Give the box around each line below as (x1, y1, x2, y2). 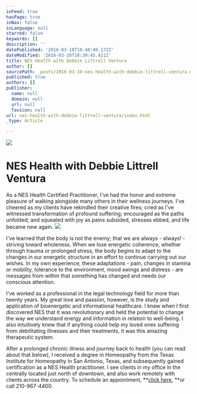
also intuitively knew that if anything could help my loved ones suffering (6, 321, 179, 328)
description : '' (6, 42, 46, 48)
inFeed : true (6, 8, 38, 15)
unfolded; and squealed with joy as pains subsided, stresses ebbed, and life (6, 216, 189, 223)
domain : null (11, 96, 43, 102)
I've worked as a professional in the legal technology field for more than (6, 290, 180, 297)
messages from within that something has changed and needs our (6, 272, 166, 279)
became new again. (6, 223, 54, 231)
